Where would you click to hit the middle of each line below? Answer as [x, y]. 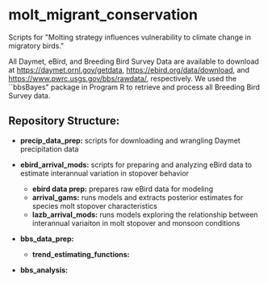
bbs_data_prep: [47, 239]
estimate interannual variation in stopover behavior [105, 173]
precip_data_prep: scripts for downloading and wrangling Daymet [130, 140]
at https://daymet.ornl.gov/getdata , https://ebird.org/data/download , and [129, 69]
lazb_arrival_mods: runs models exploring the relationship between [145, 214]
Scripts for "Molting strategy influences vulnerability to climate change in [130, 37]
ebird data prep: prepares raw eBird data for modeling [123, 189]
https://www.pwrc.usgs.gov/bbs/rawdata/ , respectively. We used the [122, 78]
